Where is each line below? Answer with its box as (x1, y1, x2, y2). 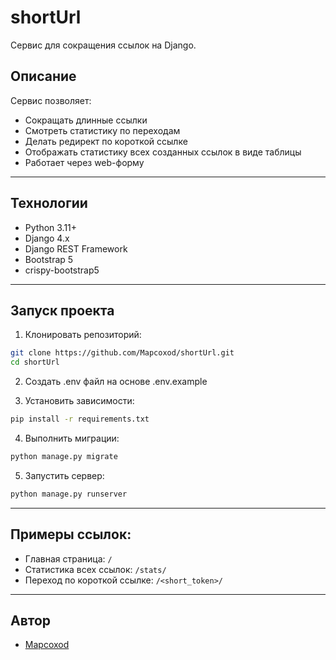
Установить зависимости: (24, 395, 135, 407)
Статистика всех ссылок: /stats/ (24, 563, 167, 575)
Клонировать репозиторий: (24, 329, 142, 341)
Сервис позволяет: (10, 94, 92, 106)
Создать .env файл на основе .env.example (24, 376, 208, 388)
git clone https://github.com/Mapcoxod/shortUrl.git (10, 348, 235, 358)
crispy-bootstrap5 (24, 264, 100, 276)
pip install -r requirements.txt (10, 414, 150, 425)
